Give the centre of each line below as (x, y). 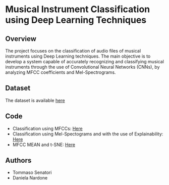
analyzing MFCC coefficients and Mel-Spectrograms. (61, 72)
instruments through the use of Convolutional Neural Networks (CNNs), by (82, 67)
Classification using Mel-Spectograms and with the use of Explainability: (88, 134)
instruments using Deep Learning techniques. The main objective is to (78, 56)
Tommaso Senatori (32, 172)
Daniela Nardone (30, 178)
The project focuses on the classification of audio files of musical (73, 51)
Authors (18, 160)
